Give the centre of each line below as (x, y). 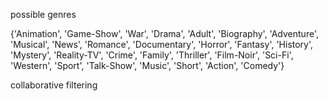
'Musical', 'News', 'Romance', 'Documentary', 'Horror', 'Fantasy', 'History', (162, 44)
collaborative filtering (54, 85)
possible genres (43, 14)
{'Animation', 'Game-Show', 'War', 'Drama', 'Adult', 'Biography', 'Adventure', (164, 33)
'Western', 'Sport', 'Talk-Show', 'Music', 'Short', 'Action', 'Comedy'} (147, 65)
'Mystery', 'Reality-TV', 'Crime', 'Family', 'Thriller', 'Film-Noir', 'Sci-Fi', (152, 55)
